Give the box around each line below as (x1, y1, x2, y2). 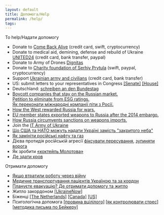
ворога (12, 143, 28, 149)
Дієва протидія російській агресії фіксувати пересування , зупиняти (12, 138, 155, 144)
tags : (5, 21, 16, 26)
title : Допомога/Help (5, 12, 50, 17)
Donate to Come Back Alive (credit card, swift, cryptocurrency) (12, 44, 140, 50)
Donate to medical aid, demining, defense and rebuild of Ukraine (12, 49, 144, 55)
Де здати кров (12, 154, 43, 160)
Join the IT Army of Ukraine (12, 123, 69, 128)
